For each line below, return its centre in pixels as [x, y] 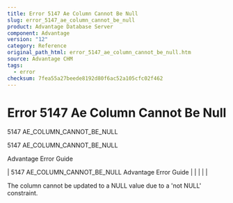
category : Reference [37, 46]
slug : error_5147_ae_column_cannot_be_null [71, 20]
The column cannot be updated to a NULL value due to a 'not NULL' [104, 186]
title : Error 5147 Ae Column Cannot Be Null [73, 14]
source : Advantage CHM [40, 59]
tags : [15, 65]
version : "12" [28, 40]
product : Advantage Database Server [60, 26]
